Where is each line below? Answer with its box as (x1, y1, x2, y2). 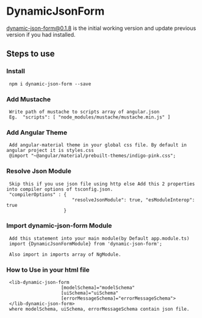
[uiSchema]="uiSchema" (60, 290, 119, 297)
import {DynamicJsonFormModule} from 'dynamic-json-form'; (9, 240, 163, 247)
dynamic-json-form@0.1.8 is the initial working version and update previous (6, 24, 197, 32)
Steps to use (6, 49, 55, 59)
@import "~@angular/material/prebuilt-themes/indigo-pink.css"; (9, 153, 176, 159)
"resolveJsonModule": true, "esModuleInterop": (71, 197, 195, 203)
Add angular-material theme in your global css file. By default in (9, 142, 187, 148)
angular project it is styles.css (6, 148, 95, 154)
